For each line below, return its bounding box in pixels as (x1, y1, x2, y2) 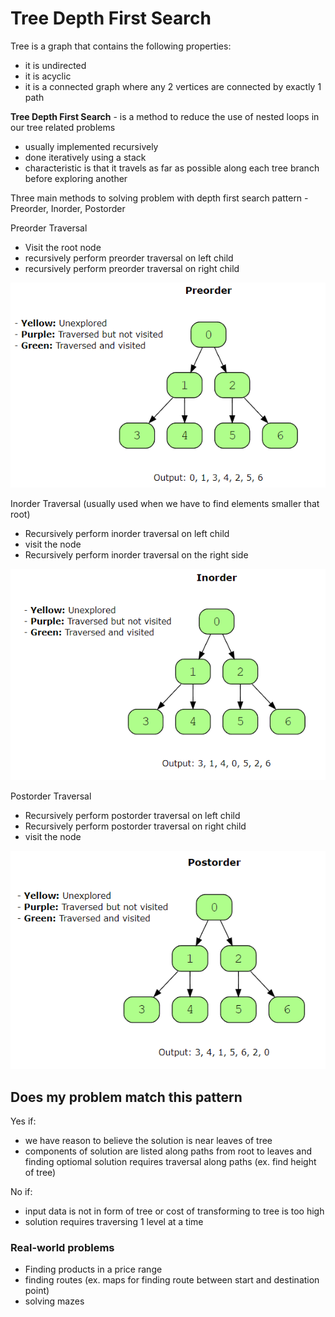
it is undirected (24, 59, 87, 71)
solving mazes (24, 1295, 85, 1307)
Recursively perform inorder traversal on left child (24, 527, 230, 539)
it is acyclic (24, 70, 72, 82)
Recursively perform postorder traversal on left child (24, 809, 241, 821)
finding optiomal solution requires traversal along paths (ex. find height (24, 1156, 317, 1168)
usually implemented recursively (24, 140, 159, 152)
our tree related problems (10, 121, 116, 133)
